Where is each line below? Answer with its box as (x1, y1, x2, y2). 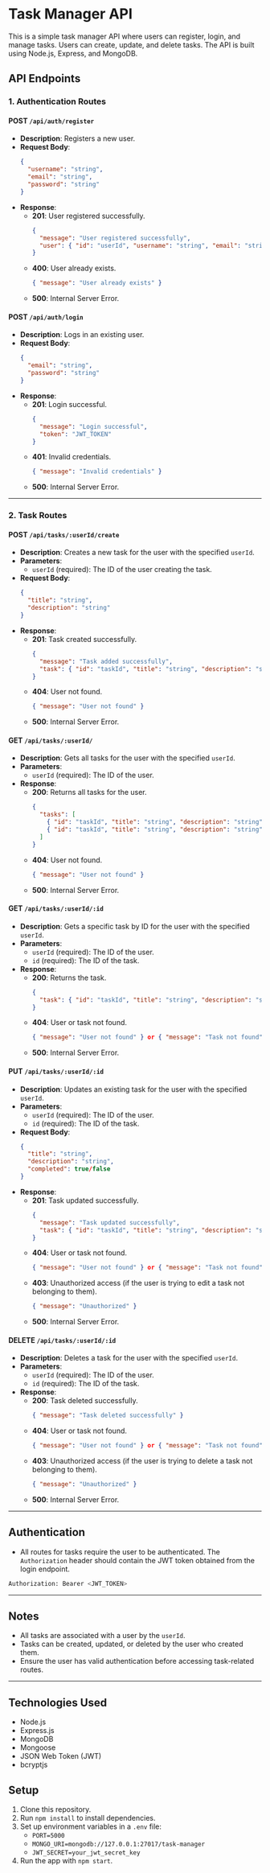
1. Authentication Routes (8, 96, 107, 107)
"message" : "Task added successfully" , (39, 657, 173, 665)
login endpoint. (19, 1564, 71, 1574)
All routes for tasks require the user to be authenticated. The (19, 1546, 221, 1557)
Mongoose (19, 1743, 56, 1752)
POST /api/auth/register (8, 116, 95, 126)
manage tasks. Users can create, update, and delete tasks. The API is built (8, 39, 255, 49)
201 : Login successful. (31, 399, 107, 409)
